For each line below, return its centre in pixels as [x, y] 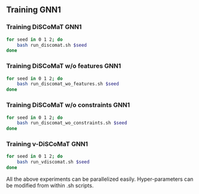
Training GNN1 [34, 10]
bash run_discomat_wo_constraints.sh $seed [72, 123]
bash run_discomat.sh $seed [52, 45]
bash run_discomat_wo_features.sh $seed [68, 84]
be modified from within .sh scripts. [50, 186]
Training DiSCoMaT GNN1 [44, 27]
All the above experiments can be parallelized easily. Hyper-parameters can [100, 179]
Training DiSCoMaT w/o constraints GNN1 [68, 105]
